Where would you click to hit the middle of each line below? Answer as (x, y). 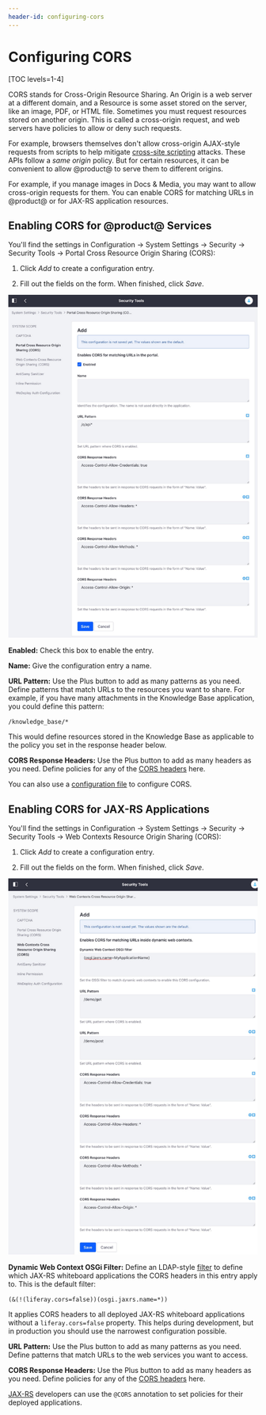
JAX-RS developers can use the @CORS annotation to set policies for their (126, 1394)
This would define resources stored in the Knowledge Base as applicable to (131, 736)
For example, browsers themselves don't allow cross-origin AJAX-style (124, 143)
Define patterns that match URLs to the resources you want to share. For (127, 690)
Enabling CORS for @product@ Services (110, 226)
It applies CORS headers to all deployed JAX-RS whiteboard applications (127, 1314)
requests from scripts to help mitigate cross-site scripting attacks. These (127, 151)
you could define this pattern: (56, 706)
